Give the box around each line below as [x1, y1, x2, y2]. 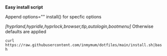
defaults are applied [5, 29, 46, 34]
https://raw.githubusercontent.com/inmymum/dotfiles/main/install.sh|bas [5, 43, 162, 48]
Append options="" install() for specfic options [5, 14, 101, 19]
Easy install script [5, 4, 43, 10]
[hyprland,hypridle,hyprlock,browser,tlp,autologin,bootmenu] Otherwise [5, 23, 153, 29]
